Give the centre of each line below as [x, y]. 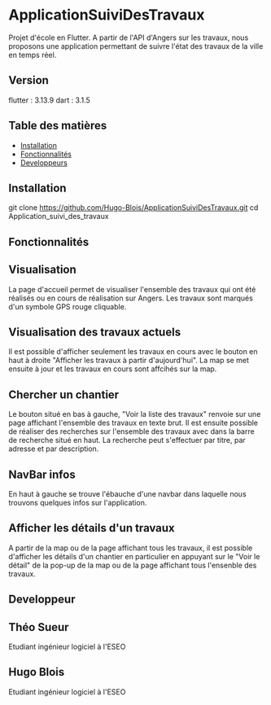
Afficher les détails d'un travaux [92, 528]
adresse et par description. [54, 449]
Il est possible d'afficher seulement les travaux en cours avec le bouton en [133, 352]
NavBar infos [42, 474]
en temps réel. [33, 55]
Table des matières [58, 126]
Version [28, 80]
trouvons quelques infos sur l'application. [78, 503]
